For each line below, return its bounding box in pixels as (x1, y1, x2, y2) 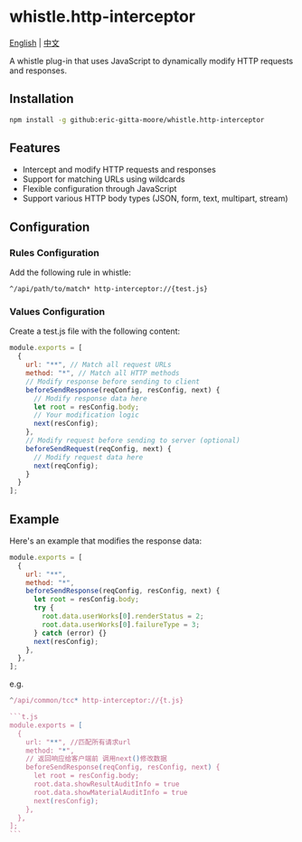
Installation (9, 91, 74, 107)
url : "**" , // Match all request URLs (25, 360, 172, 370)
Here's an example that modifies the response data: (9, 535, 203, 546)
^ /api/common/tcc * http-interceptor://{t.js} (9, 696, 184, 705)
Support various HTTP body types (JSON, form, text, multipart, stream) (22, 193, 288, 204)
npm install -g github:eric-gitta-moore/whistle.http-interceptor (9, 115, 265, 124)
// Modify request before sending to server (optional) (25, 436, 241, 445)
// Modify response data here (33, 393, 147, 403)
